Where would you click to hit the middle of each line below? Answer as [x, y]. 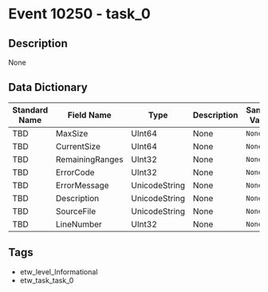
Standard [30, 110]
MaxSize [72, 133]
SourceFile [76, 211]
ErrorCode [75, 172]
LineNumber [79, 224]
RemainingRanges [89, 159]
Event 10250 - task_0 [80, 14]
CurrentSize [78, 146]
